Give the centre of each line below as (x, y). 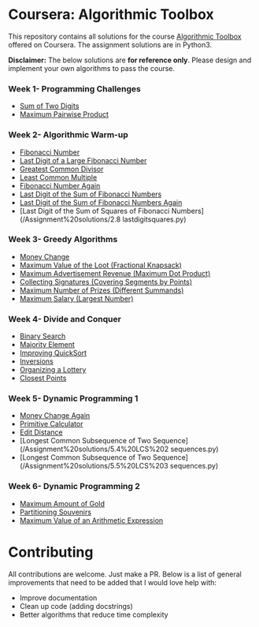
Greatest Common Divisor (61, 169)
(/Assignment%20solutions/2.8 (70, 219)
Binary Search (43, 336)
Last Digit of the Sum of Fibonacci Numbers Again (101, 202)
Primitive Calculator (51, 424)
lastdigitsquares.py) (154, 219)
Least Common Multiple (58, 177)
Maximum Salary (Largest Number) (76, 298)
